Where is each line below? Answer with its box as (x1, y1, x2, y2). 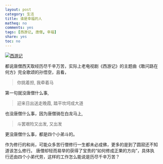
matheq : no (5, 20, 27, 26)
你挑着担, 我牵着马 (16, 79, 54, 85)
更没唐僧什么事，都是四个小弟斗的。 (5, 131, 78, 137)
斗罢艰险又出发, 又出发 (16, 121, 62, 127)
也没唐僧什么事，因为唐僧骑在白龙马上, (5, 110, 83, 116)
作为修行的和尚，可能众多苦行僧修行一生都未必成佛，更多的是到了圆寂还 (5, 142, 149, 147)
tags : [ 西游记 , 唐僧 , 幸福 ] (5, 30, 57, 35)
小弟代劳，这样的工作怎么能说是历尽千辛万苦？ (26, 154, 120, 160)
